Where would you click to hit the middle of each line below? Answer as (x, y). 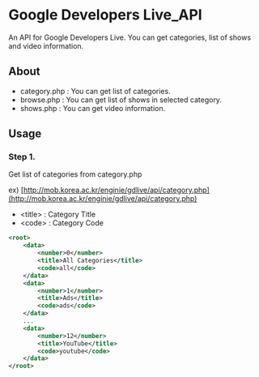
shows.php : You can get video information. (93, 108)
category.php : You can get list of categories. (96, 91)
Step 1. (22, 157)
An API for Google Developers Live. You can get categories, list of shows (130, 37)
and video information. (46, 45)
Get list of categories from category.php (75, 174)
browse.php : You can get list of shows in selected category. (121, 100)
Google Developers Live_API (105, 15)
